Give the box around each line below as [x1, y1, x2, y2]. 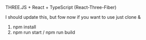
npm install [12, 24, 36, 30]
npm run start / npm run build [12, 29, 76, 35]
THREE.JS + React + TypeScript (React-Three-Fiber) [5, 5, 117, 10]
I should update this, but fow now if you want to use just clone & [5, 14, 141, 20]
